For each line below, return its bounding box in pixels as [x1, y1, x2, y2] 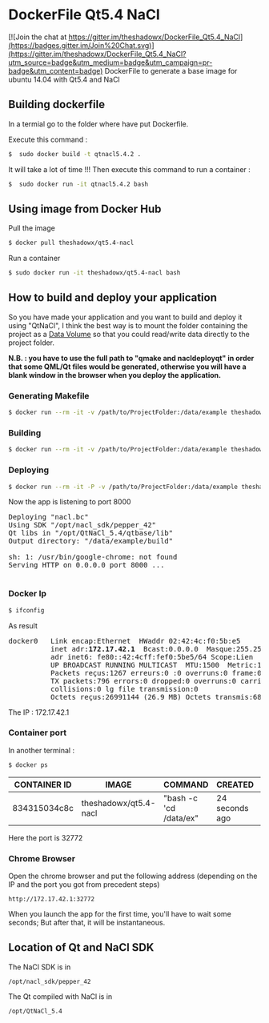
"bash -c [163, 792, 199, 804]
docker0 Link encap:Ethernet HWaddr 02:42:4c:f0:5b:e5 [8, 636, 241, 645]
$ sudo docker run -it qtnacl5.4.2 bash [8, 180, 149, 188]
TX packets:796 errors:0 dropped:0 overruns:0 [50, 676, 237, 685]
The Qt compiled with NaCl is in [8, 991, 113, 1001]
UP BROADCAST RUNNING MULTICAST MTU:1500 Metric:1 [50, 660, 262, 669]
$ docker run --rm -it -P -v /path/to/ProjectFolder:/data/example [8, 483, 239, 491]
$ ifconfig [8, 606, 45, 614]
